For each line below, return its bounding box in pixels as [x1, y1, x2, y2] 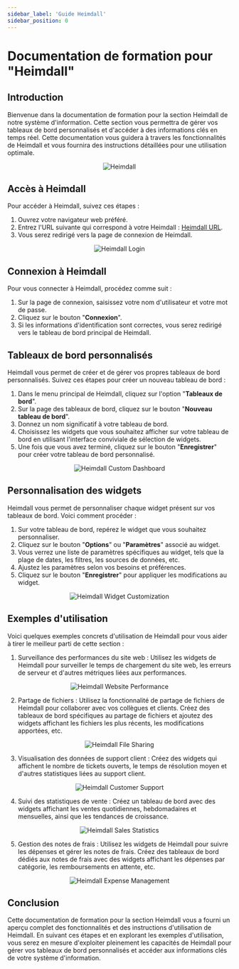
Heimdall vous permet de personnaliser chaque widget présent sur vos [7, 503, 216, 512]
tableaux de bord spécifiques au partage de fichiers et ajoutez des [17, 711, 213, 720]
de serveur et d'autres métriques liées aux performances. [17, 668, 187, 677]
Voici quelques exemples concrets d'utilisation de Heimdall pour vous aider [7, 631, 228, 640]
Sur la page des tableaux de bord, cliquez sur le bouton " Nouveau [17, 404, 213, 413]
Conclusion [7, 897, 60, 909]
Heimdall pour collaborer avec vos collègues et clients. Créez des [17, 703, 211, 712]
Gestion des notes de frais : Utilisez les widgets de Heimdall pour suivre [17, 840, 229, 848]
